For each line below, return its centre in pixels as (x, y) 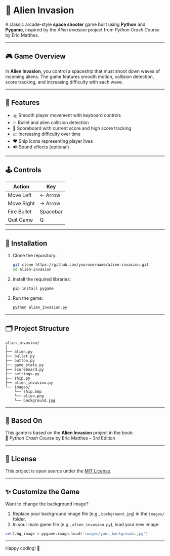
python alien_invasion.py (40, 307)
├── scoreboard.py (25, 369)
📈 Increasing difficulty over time (47, 134)
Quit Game (20, 220)
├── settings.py (22, 374)
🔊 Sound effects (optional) (41, 147)
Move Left (20, 195)
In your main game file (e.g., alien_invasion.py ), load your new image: (86, 524)
